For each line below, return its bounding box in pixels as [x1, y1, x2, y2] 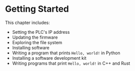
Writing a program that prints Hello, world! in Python [12, 50, 121, 56]
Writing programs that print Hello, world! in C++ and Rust [12, 60, 131, 66]
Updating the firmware [12, 34, 58, 40]
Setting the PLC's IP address [12, 29, 70, 35]
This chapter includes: [5, 20, 50, 25]
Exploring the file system [12, 39, 63, 45]
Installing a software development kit [12, 55, 87, 61]
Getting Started [5, 3, 69, 15]
